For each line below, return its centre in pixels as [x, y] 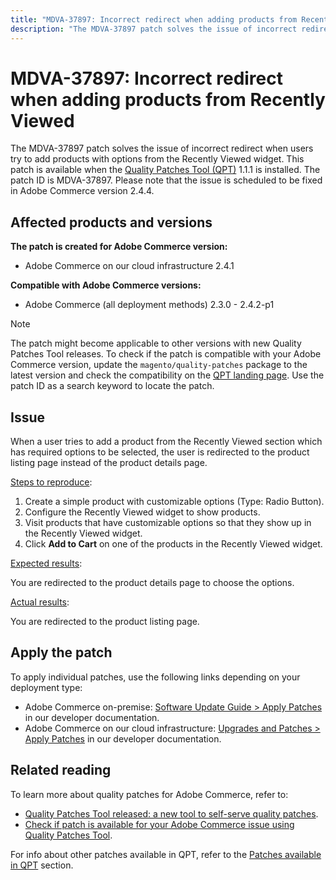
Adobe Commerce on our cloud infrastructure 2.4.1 [129, 266]
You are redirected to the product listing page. [105, 622]
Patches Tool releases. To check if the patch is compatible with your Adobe [166, 354]
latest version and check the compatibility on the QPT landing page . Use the [167, 375]
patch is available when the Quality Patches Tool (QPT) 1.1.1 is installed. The [165, 170]
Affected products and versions [111, 222]
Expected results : [46, 563]
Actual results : [40, 602]
